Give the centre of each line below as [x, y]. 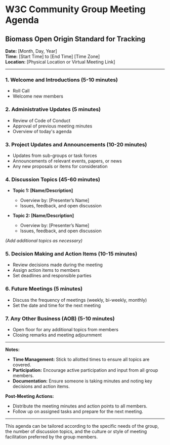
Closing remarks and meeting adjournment [57, 335]
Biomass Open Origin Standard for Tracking [75, 39]
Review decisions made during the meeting [57, 265]
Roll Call [21, 91]
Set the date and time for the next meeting [57, 305]
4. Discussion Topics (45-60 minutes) [53, 179]
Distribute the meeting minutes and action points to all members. [80, 406]
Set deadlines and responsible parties [52, 276]
